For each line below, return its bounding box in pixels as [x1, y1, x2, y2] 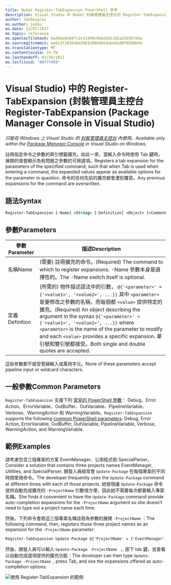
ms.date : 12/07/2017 [5, 26, 49, 32]
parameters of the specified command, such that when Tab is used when [5, 163, 159, 169]
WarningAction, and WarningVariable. [5, 426, 84, 432]
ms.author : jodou [5, 21, 42, 27]
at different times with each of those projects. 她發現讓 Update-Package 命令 [5, 481, 163, 487]
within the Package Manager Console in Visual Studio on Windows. [5, 141, 147, 147]
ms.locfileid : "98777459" [5, 60, 60, 65]
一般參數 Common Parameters [5, 383, 101, 391]
